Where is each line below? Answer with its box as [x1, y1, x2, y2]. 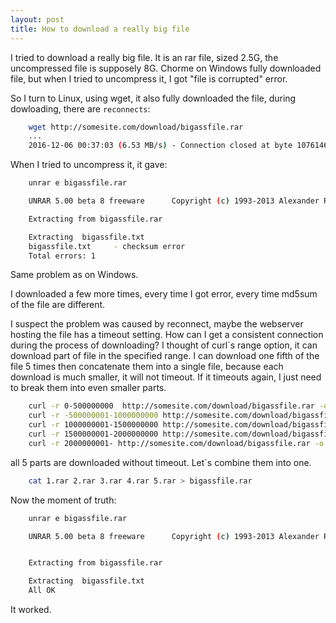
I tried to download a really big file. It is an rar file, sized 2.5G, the [10, 51, 279, 63]
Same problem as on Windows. [10, 269, 139, 281]
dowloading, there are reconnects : [10, 102, 151, 115]
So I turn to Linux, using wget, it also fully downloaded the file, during [10, 92, 297, 104]
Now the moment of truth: [10, 494, 117, 506]
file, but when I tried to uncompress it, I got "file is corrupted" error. [10, 72, 288, 85]
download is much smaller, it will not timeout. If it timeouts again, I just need [10, 371, 322, 383]
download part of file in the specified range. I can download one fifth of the [10, 350, 320, 362]
